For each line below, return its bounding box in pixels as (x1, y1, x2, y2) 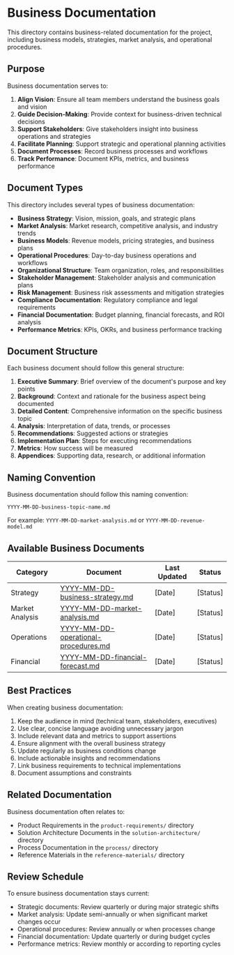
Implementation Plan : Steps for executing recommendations (17, 437, 192, 445)
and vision (17, 103, 47, 111)
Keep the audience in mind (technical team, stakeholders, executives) (17, 716, 217, 725)
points (17, 385, 36, 393)
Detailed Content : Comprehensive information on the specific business (17, 407, 223, 416)
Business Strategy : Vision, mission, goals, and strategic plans (17, 214, 196, 223)
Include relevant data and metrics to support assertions (17, 731, 177, 740)
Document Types (7, 182, 84, 194)
